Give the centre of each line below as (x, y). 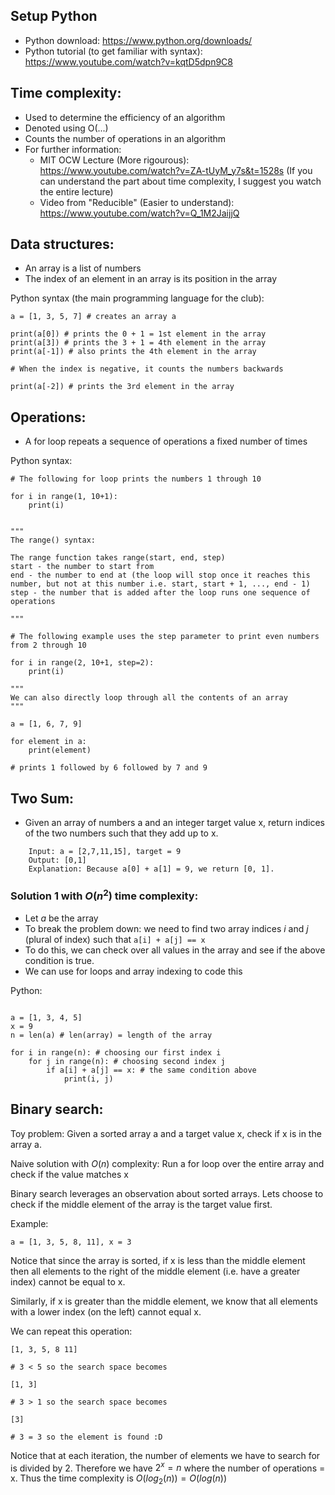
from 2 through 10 (48, 645)
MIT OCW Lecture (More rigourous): (114, 160)
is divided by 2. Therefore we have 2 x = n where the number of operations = (168, 1467)
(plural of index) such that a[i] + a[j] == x (115, 939)
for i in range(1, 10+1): (64, 497)
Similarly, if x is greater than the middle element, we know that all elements (164, 1301)
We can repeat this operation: (71, 1331)
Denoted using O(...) (66, 128)
